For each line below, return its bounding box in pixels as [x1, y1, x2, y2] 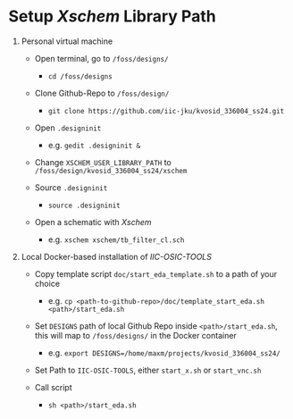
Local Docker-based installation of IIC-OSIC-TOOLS [21, 251, 212, 262]
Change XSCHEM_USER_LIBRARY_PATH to [34, 156, 172, 167]
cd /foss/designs [47, 71, 113, 81]
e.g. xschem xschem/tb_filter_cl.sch [47, 234, 185, 245]
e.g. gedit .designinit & [47, 139, 141, 150]
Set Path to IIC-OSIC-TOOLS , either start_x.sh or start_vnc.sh [34, 365, 262, 375]
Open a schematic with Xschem [34, 216, 153, 227]
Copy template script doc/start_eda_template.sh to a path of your [34, 268, 278, 279]
